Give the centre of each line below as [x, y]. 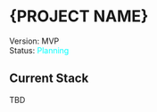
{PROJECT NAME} [79, 16]
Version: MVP [34, 41]
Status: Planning [39, 50]
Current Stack [49, 79]
